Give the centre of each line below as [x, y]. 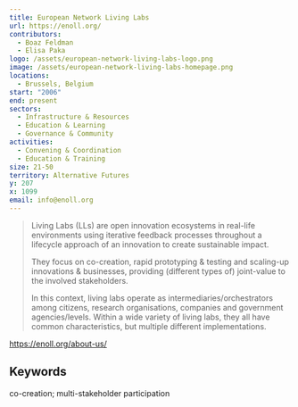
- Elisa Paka [41, 51]
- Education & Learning [61, 126]
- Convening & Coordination [70, 150]
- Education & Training [61, 158]
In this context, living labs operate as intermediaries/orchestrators [152, 298]
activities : [31, 142]
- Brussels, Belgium [55, 84]
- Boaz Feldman [46, 42]
